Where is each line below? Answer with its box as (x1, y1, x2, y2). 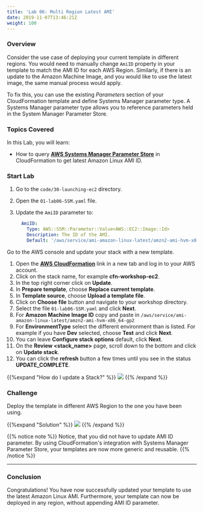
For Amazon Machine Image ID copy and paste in (15, 311, 140, 318)
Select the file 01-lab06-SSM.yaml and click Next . (15, 305, 136, 312)
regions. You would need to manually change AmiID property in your (7, 60, 175, 67)
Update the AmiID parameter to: (15, 209, 94, 216)
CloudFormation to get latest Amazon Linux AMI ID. (15, 157, 143, 164)
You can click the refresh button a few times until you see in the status (15, 355, 192, 362)
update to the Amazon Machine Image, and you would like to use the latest (7, 73, 192, 80)
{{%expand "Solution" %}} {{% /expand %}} (7, 421, 125, 428)
